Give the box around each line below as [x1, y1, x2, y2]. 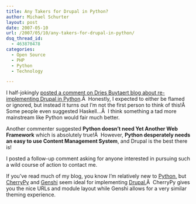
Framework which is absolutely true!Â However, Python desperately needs [6, 132, 191, 139]
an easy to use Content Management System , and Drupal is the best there [6, 138, 188, 145]
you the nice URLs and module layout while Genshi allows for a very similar [6, 185, 187, 192]
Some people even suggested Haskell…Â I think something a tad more [6, 108, 177, 115]
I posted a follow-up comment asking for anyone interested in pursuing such [6, 155, 190, 162]
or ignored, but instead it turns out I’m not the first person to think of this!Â [6, 101, 185, 108]
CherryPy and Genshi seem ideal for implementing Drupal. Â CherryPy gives [6, 179, 190, 186]
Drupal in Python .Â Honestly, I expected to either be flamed [40, 96, 185, 103]
